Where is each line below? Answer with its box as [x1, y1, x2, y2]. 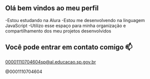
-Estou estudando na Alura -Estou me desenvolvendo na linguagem [5, 17, 145, 23]
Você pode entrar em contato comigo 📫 [5, 43, 133, 51]
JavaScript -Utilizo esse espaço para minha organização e [5, 22, 126, 28]
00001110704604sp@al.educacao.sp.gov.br [5, 58, 96, 64]
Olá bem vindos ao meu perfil [5, 4, 99, 12]
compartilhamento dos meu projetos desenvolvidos [5, 27, 111, 34]
